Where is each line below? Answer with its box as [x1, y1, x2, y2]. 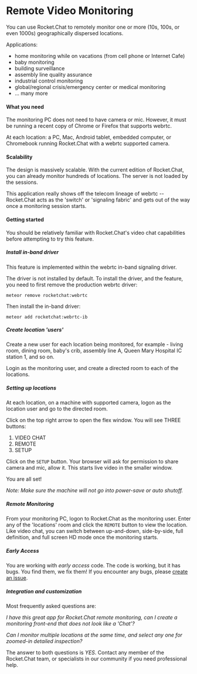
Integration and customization [6, 587, 82, 595]
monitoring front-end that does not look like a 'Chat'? [6, 620, 135, 627]
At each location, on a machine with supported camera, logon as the [6, 399, 171, 406]
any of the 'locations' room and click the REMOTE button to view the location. [6, 521, 188, 528]
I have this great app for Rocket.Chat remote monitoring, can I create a [6, 614, 178, 621]
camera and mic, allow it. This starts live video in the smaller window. [6, 464, 173, 471]
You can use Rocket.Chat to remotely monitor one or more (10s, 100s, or [6, 23, 180, 30]
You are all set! [6, 475, 42, 483]
